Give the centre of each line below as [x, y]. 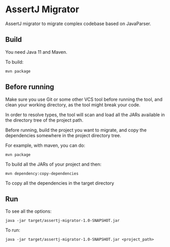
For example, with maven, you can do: [45, 145]
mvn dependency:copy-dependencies [42, 173]
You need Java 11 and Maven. [36, 52]
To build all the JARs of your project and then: [53, 164]
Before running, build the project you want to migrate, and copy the [76, 130]
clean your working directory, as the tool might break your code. [73, 105]
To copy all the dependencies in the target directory [60, 183]
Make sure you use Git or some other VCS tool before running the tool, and [84, 99]
